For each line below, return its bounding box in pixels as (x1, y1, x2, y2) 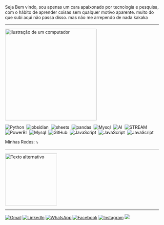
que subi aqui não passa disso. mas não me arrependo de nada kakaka (5, 15, 148, 20)
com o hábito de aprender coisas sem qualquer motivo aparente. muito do (5, 9, 154, 15)
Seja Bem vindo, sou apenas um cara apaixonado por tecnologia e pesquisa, (5, 4, 159, 10)
